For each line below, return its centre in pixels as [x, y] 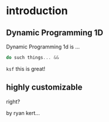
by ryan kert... [23, 113]
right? [13, 101]
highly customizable [44, 88]
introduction [37, 11]
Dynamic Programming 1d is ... [43, 47]
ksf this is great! [26, 68]
